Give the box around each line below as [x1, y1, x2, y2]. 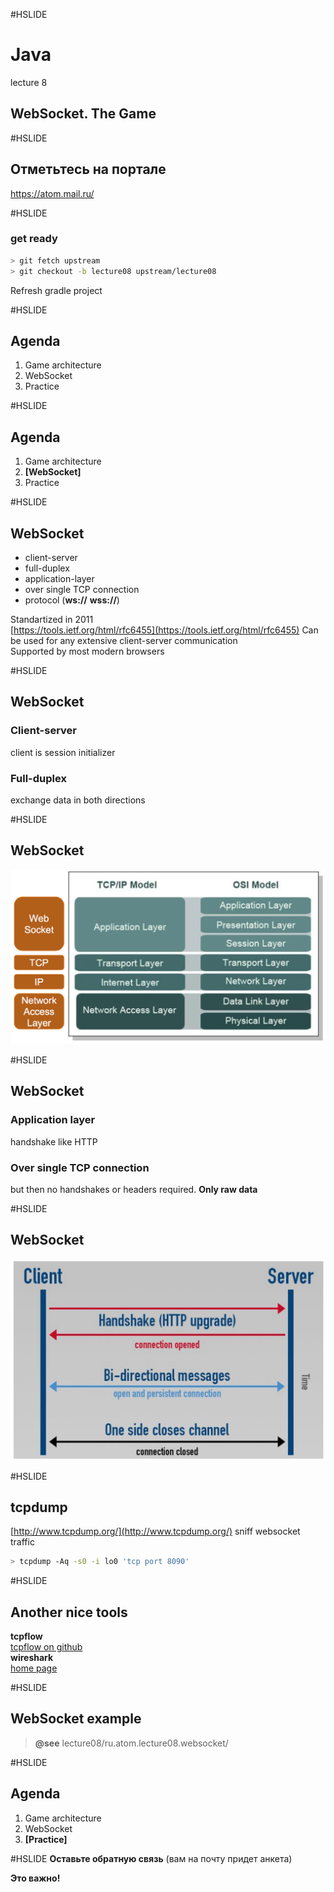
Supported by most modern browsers [10, 645, 165, 658]
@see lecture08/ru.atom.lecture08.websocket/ [34, 1737, 229, 1749]
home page [10, 1662, 58, 1674]
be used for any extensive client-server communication [10, 635, 238, 647]
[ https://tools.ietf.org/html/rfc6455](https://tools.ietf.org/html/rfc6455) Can [10, 624, 319, 636]
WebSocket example [10, 1710, 142, 1728]
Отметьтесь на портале [10, 161, 167, 178]
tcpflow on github [10, 1641, 83, 1653]
